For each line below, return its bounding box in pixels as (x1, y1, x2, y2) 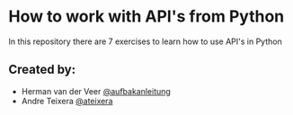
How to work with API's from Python (8, 6, 285, 27)
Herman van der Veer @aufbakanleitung (21, 85, 172, 96)
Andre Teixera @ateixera (21, 95, 113, 106)
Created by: (8, 62, 76, 77)
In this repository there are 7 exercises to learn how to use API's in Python (8, 36, 282, 47)
